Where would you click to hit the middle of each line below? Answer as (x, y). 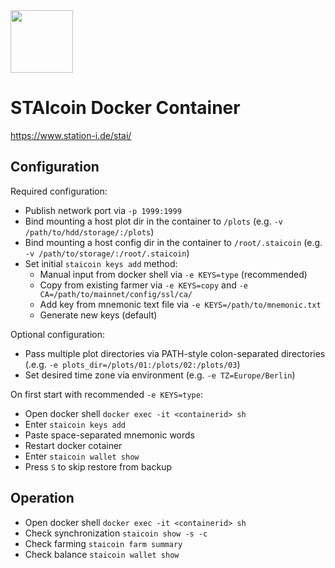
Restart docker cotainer (73, 445)
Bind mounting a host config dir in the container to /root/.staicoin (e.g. (173, 242)
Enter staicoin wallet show (82, 456)
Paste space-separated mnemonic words (110, 435)
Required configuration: (59, 191)
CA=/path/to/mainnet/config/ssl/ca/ (116, 294)
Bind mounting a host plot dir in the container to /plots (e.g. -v (153, 221)
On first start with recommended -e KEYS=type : (106, 394)
